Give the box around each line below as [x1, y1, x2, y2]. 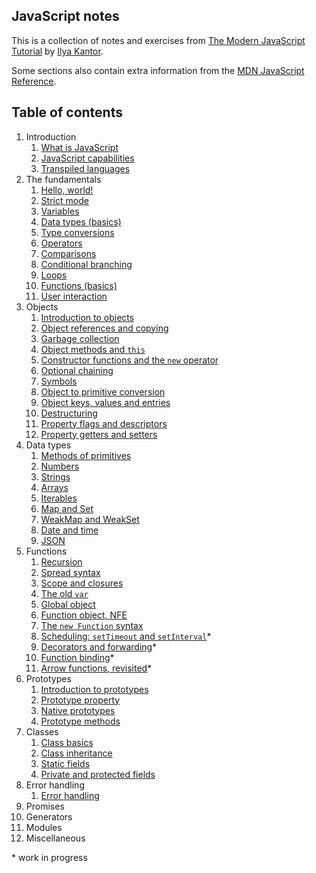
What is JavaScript [40, 141, 119, 153]
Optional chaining [40, 364, 114, 376]
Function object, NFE [40, 609, 128, 621]
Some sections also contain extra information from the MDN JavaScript [11, 64, 305, 76]
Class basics [40, 736, 94, 748]
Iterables [40, 492, 78, 504]
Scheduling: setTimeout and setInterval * [40, 630, 212, 642]
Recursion [40, 555, 83, 568]
